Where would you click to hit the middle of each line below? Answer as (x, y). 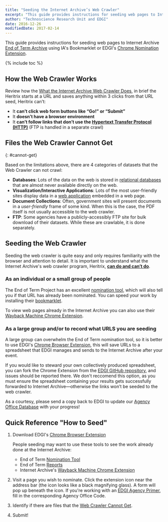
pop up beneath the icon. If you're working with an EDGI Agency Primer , (86, 490)
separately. (24, 227)
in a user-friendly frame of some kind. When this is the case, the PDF (83, 206)
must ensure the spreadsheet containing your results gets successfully (78, 381)
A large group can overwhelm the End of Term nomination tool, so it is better (84, 340)
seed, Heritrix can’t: (25, 101)
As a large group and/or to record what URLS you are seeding (81, 329)
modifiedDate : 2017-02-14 (32, 29)
